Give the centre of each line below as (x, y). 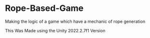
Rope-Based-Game (44, 8)
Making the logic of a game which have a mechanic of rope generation (75, 21)
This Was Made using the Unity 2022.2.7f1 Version (55, 30)
